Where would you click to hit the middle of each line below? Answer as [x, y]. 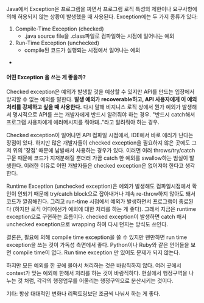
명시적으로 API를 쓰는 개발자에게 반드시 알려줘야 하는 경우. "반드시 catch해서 [104, 115]
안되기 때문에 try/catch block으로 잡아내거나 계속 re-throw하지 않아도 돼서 [107, 194]
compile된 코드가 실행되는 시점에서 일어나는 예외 [82, 50]
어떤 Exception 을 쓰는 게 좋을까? [46, 77]
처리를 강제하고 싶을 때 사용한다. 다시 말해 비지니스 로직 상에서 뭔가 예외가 [93, 107]
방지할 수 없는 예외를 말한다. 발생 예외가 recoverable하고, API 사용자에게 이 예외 [102, 99]
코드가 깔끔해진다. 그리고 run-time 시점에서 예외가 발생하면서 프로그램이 [92, 201]
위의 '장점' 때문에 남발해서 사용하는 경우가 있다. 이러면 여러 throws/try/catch [104, 151]
